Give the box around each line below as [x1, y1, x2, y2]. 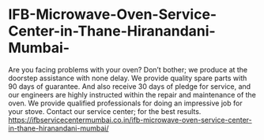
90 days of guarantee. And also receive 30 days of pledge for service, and [8, 81, 251, 91]
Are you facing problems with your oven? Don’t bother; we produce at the [8, 64, 248, 74]
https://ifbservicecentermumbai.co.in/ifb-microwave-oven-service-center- [8, 115, 252, 124]
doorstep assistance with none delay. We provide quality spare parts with [8, 73, 247, 83]
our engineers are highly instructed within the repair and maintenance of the [8, 90, 257, 99]
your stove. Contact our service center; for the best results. [8, 106, 202, 116]
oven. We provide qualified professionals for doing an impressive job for [8, 98, 243, 108]
